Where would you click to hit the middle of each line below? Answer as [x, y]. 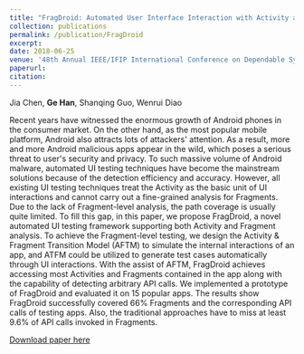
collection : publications [58, 26]
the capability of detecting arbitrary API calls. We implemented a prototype [149, 283]
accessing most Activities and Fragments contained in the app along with [146, 273]
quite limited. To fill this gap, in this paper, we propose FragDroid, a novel [145, 216]
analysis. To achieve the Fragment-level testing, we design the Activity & [145, 235]
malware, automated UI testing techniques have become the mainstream [145, 167]
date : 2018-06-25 [42, 52]
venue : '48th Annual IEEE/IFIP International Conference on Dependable [147, 60]
